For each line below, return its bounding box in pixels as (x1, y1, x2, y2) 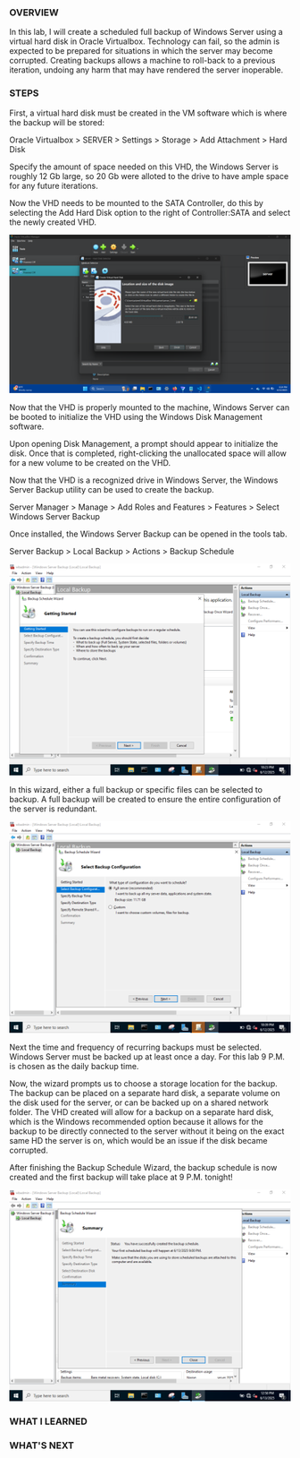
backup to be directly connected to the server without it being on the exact (9, 1126, 285, 1136)
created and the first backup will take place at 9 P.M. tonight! (9, 1171, 234, 1183)
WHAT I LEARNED (9, 1415, 87, 1428)
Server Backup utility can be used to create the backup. (9, 485, 214, 495)
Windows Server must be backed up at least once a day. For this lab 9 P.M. (9, 1051, 286, 1062)
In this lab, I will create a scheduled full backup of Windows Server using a (9, 27, 283, 38)
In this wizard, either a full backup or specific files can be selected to (9, 785, 263, 795)
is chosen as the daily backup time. (9, 1061, 139, 1072)
